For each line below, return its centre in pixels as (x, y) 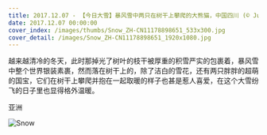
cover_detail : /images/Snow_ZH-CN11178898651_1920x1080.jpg (110, 37)
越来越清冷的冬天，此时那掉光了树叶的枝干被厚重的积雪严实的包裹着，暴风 (130, 61)
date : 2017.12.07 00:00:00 (53, 23)
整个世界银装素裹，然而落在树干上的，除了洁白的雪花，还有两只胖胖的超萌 (137, 71)
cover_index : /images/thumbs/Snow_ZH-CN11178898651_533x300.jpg (117, 30)
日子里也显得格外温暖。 (60, 91)
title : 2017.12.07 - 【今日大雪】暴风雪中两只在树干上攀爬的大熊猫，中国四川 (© (129, 15)
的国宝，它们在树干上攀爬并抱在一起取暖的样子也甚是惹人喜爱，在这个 (123, 81)
